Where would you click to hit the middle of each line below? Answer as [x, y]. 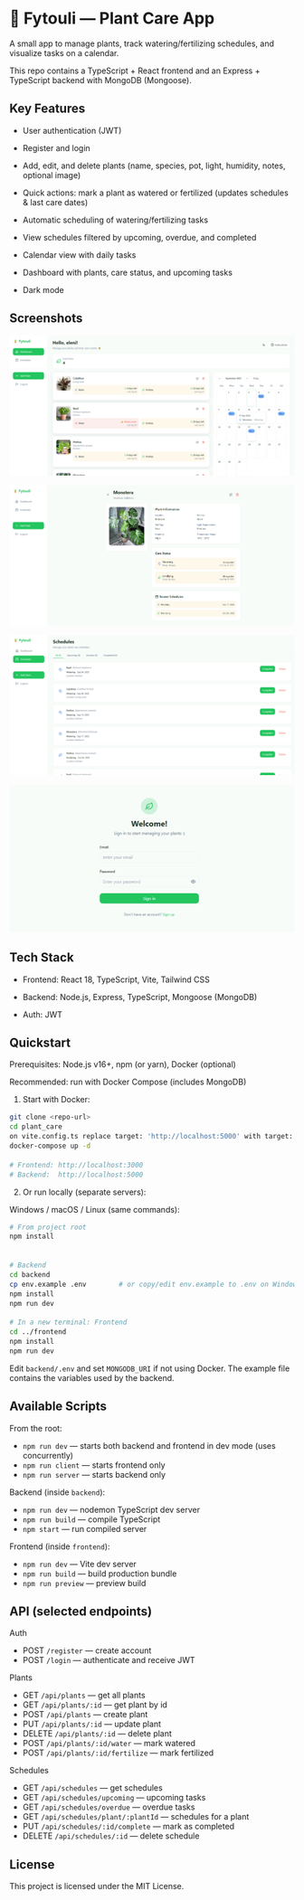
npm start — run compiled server [85, 1528]
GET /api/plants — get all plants [84, 1696]
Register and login [56, 147]
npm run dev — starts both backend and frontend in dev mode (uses [149, 1445]
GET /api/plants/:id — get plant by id [95, 1705]
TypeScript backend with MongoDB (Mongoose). [100, 80]
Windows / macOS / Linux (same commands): [95, 1209]
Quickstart [40, 1043]
